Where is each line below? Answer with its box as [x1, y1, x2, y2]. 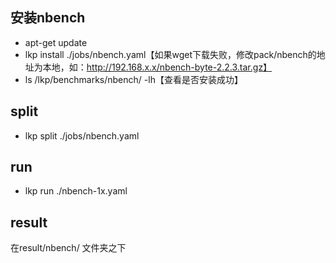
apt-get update [24, 36, 88, 48]
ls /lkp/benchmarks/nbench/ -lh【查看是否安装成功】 [24, 73, 243, 85]
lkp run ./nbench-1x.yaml [24, 185, 128, 197]
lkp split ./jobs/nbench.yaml [24, 129, 140, 142]
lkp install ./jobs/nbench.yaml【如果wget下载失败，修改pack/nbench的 [24, 48, 317, 60]
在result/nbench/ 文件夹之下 [10, 242, 127, 254]
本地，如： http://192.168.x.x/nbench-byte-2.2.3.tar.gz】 [42, 61, 273, 73]
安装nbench [10, 9, 86, 27]
